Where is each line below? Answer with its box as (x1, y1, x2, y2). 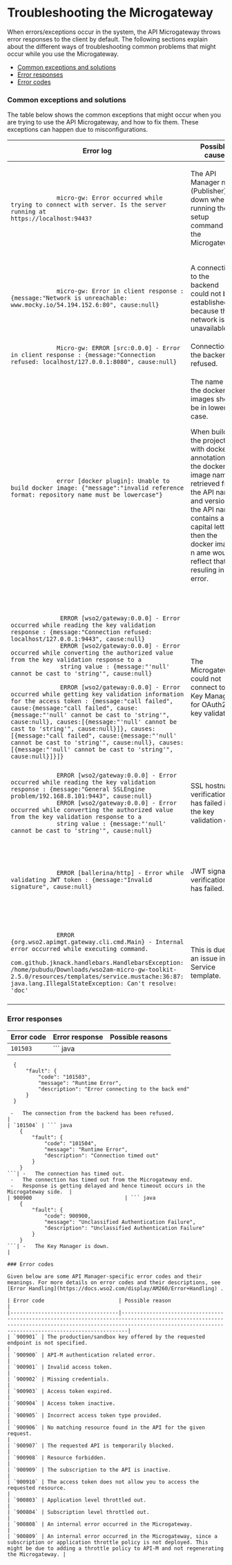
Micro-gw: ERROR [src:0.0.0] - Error (56, 344, 181, 352)
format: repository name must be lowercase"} (10, 491, 163, 499)
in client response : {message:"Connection (10, 351, 156, 359)
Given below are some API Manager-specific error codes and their (7, 1273, 202, 1280)
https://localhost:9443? (10, 215, 93, 222)
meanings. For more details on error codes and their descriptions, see (7, 1279, 221, 1286)
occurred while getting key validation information (10, 691, 184, 698)
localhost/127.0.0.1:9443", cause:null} (10, 635, 145, 643)
